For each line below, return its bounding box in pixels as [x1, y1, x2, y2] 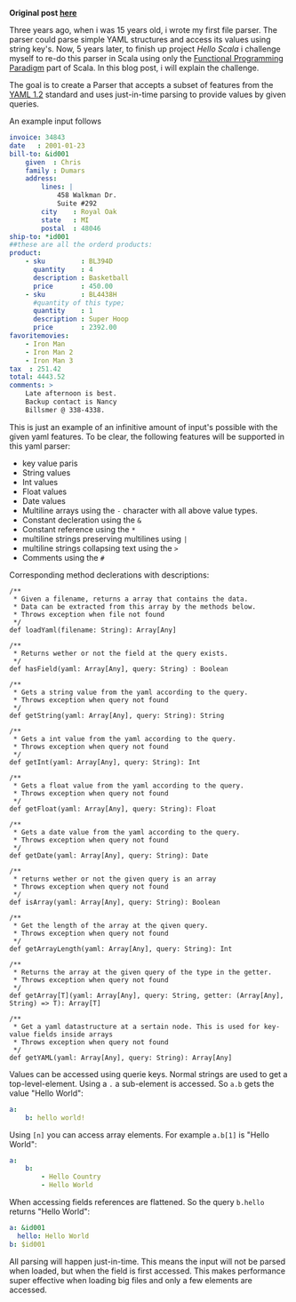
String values [21, 467, 71, 478]
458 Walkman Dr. [56, 191, 117, 200]
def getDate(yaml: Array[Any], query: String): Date [9, 851, 209, 860]
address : [25, 174, 58, 183]
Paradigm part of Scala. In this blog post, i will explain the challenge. [9, 62, 260, 73]
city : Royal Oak [41, 207, 117, 216]
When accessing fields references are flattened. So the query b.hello [9, 1197, 265, 1207]
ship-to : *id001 [9, 232, 69, 241]
